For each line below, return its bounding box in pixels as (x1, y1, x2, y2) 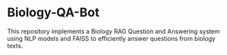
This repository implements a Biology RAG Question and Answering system (7, 27, 220, 35)
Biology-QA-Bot (7, 5, 100, 20)
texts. (7, 41, 23, 50)
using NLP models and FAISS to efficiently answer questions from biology (7, 34, 215, 42)
